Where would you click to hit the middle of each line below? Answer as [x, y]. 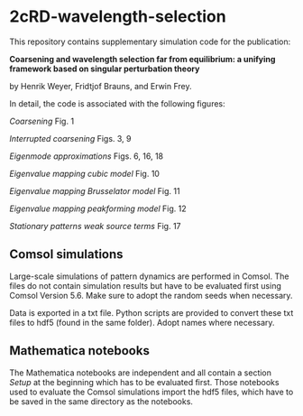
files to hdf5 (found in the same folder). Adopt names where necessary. [142, 322]
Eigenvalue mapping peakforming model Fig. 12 [98, 208]
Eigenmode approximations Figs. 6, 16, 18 [87, 156]
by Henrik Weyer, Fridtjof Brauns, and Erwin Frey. [101, 86]
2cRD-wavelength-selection [118, 17]
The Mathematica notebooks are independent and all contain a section [141, 373]
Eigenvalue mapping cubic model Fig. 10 [85, 173]
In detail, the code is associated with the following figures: [117, 103]
